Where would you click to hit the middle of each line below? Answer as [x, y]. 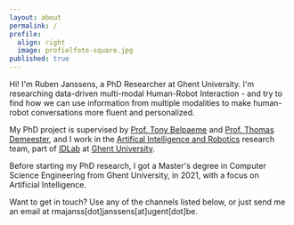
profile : [25, 34]
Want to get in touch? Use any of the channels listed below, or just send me [147, 202]
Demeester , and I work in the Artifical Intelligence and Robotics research [142, 139]
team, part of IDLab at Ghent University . [82, 149]
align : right [41, 42]
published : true [39, 59]
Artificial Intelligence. [48, 185]
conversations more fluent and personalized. [113, 112]
